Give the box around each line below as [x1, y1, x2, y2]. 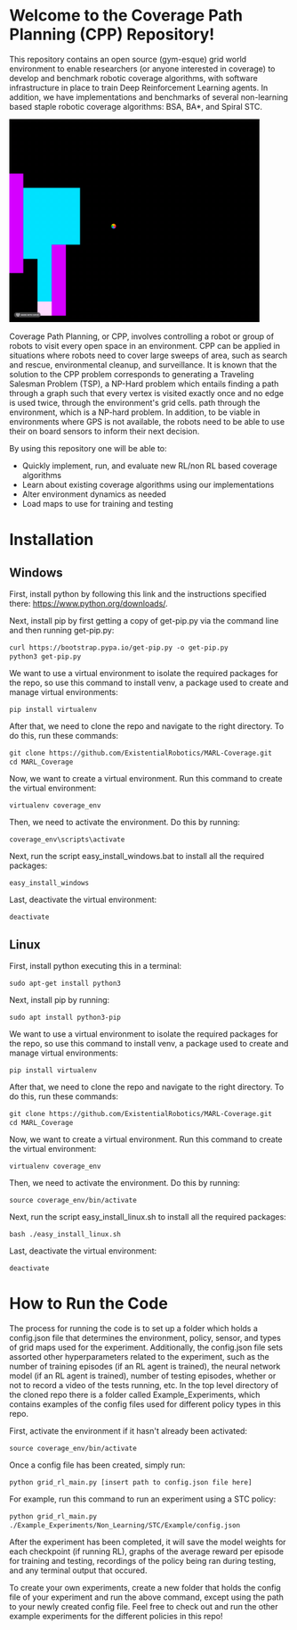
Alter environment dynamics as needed [21, 489, 166, 500]
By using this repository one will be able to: [9, 443, 167, 454]
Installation [9, 530, 94, 550]
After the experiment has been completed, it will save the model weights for [9, 1536, 286, 1547]
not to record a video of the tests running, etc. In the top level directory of [9, 1379, 278, 1390]
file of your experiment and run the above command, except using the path [9, 1592, 285, 1602]
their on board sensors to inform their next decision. [9, 426, 200, 437]
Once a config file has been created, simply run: [9, 1460, 186, 1470]
